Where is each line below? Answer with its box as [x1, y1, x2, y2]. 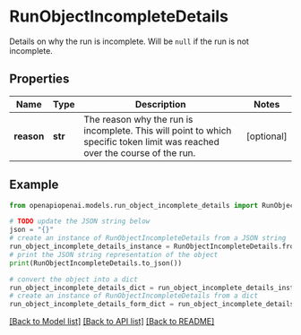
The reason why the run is [83, 113, 193, 125]
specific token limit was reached [83, 135, 219, 148]
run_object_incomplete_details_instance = [9, 242, 170, 252]
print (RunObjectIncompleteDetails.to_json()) [9, 258, 182, 268]
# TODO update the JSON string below [9, 217, 150, 226]
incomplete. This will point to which [83, 124, 232, 136]
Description [134, 98, 186, 110]
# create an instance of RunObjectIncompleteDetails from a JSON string [9, 234, 287, 243]
